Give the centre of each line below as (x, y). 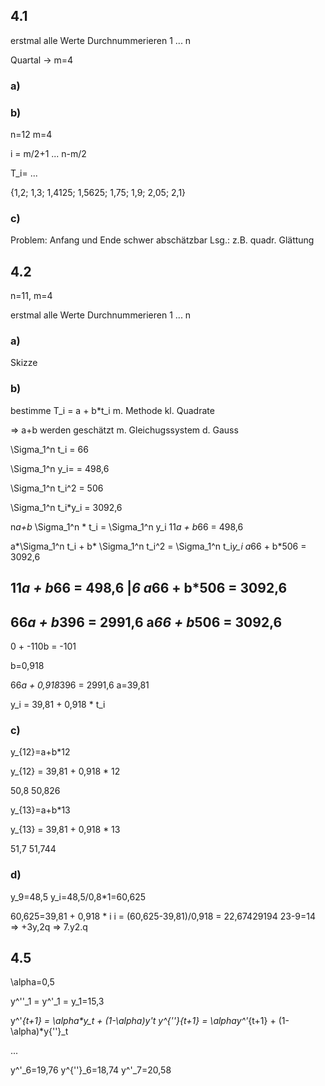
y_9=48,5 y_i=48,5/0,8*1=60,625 (78, 896)
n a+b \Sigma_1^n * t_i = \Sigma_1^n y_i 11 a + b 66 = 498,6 (127, 526)
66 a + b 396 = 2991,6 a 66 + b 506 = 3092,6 (146, 622)
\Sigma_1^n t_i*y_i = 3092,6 (66, 507)
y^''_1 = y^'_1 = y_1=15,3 (57, 1001)
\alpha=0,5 (32, 982)
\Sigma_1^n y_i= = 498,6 (60, 468)
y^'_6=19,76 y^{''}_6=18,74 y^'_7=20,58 (91, 1070)
